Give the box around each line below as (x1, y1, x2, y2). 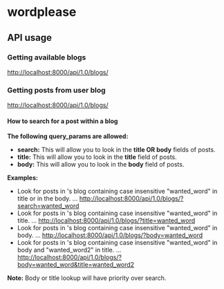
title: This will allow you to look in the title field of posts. (17, 153, 178, 161)
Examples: (7, 174, 38, 182)
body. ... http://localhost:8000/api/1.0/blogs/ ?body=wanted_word (17, 231, 203, 239)
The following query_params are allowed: (7, 132, 129, 140)
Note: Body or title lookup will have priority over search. (7, 274, 167, 282)
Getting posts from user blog (7, 85, 106, 95)
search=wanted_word (17, 202, 80, 210)
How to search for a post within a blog (7, 117, 118, 125)
